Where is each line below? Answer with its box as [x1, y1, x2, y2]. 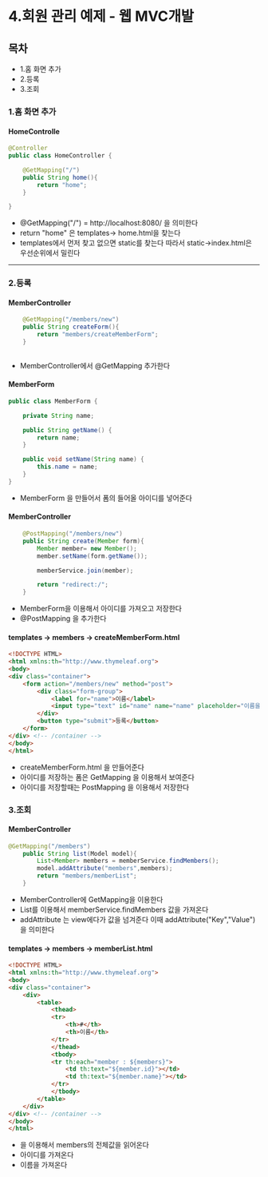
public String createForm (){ [22, 323, 120, 332]
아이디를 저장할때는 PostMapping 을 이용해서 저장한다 [19, 782, 190, 792]
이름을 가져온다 [19, 1160, 68, 1170]
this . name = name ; [37, 463, 98, 471]
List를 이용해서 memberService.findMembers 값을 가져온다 [19, 905, 209, 914]
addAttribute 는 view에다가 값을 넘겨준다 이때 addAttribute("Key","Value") [19, 914, 256, 924]
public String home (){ [22, 173, 98, 181]
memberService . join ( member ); [37, 567, 134, 575]
